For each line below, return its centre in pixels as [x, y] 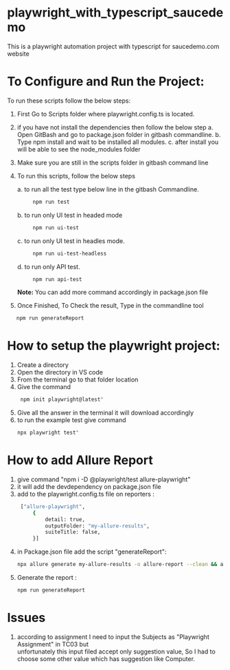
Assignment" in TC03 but [53, 644]
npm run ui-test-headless [70, 253]
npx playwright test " [48, 433]
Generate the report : [47, 577]
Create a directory [43, 365]
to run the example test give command [71, 420]
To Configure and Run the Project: [106, 82]
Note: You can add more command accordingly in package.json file [112, 292]
